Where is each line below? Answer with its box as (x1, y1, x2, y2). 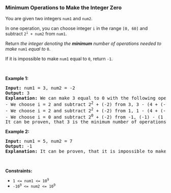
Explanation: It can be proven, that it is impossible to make (5, 148, 166, 155)
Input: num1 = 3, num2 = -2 (5, 85, 75, 91)
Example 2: (5, 129, 30, 135)
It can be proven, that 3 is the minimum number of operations (5, 119, 166, 125)
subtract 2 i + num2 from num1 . (5, 31, 67, 37)
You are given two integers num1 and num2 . (5, 16, 93, 22)
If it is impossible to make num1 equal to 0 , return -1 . (5, 56, 113, 62)
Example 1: (5, 75, 29, 82)
